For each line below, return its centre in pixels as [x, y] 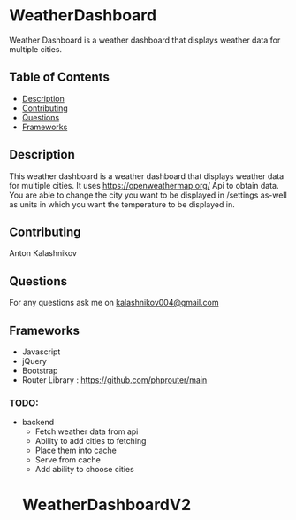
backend [38, 423]
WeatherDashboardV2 [106, 505]
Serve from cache [68, 460]
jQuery [34, 361]
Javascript [41, 352]
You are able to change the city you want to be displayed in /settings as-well [148, 195]
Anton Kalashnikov [43, 253]
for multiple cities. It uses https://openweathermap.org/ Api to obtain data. [144, 185]
